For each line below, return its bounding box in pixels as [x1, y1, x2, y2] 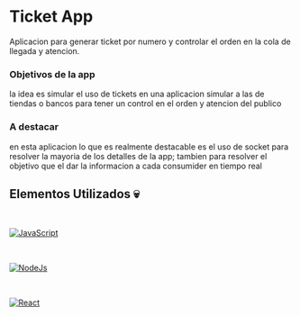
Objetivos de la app [9, 68, 95, 80]
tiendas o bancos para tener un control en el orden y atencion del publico [9, 98, 282, 109]
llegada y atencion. [9, 45, 80, 56]
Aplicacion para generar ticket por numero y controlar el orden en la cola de [9, 36, 291, 47]
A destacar [9, 121, 59, 133]
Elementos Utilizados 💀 [9, 186, 140, 202]
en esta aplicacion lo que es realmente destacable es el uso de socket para [9, 141, 289, 152]
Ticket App [9, 6, 94, 27]
